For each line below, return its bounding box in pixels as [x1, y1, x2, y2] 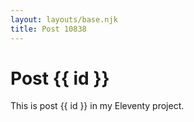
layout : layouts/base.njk [10, 14, 118, 25]
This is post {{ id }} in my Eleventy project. [10, 100, 185, 112]
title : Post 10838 [10, 24, 87, 34]
